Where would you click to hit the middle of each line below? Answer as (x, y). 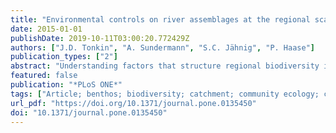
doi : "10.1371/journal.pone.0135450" (89, 112)
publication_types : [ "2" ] (64, 57)
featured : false (44, 76)
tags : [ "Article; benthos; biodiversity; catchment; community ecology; (165, 94)
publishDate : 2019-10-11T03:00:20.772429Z (100, 38)
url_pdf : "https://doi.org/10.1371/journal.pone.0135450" (133, 103)
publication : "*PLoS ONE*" (66, 85)
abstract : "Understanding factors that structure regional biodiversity (165, 66)
